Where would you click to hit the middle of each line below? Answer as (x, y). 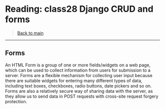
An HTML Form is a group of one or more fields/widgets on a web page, (78, 65)
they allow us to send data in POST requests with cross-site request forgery (82, 96)
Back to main (30, 33)
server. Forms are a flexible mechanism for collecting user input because (79, 75)
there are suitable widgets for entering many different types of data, (74, 81)
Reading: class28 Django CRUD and (79, 9)
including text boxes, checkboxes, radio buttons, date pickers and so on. (79, 86)
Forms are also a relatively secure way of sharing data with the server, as (79, 91)
